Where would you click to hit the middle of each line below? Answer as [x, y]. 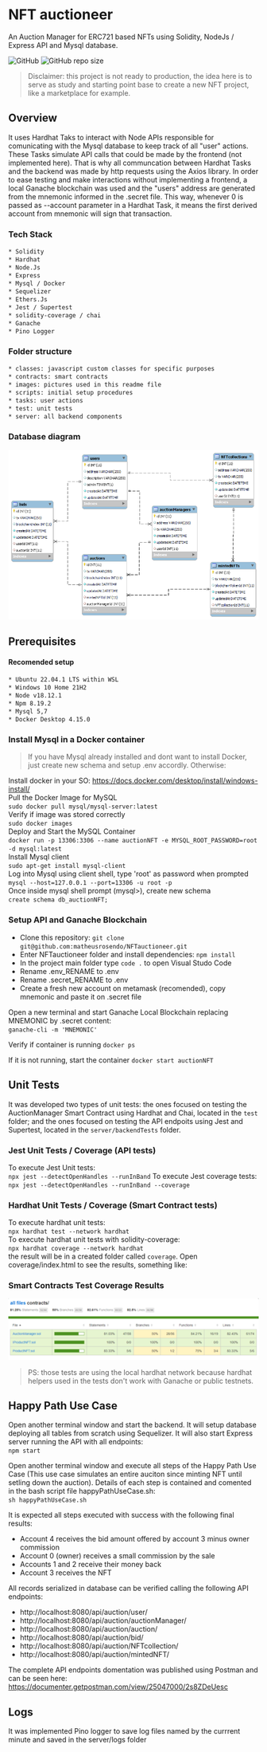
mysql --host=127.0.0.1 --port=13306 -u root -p [90, 883]
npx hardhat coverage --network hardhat [76, 1249]
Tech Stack [31, 234]
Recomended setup [41, 662]
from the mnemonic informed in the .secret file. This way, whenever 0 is [126, 196]
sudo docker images [41, 824]
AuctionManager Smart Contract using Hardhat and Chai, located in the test [133, 1113]
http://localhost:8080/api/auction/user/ [84, 1613]
